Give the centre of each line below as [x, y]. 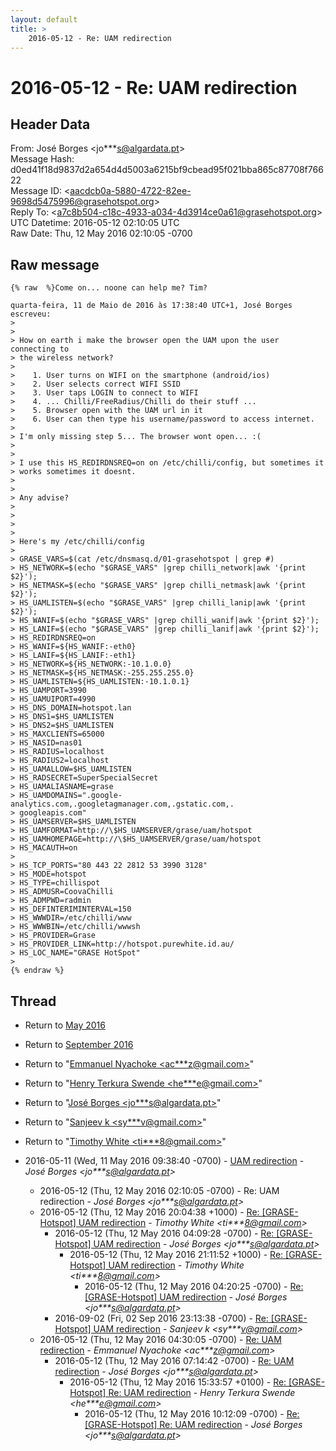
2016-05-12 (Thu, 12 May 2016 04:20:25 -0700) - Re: [194, 1286]
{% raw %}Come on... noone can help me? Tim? [109, 288]
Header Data [50, 124]
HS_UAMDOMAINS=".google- [71, 796]
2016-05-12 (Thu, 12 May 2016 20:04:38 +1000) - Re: [149, 1212]
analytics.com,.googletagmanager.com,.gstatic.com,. [122, 804]
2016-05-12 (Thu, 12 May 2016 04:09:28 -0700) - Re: [164, 1233]
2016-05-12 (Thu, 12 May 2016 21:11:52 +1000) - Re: [176, 1254]
